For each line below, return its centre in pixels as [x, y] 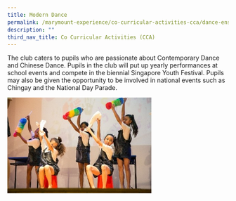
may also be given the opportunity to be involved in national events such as [116, 80]
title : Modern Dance [38, 15]
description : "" [31, 30]
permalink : [23, 22]
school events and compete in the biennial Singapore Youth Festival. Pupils [116, 73]
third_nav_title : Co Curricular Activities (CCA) [81, 37]
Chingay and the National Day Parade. [63, 88]
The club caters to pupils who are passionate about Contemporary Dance [113, 58]
